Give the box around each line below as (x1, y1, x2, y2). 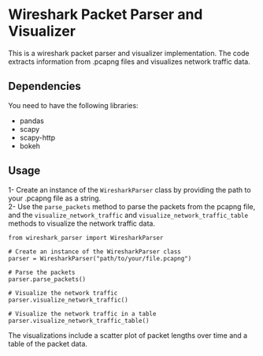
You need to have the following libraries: (8, 100, 139, 110)
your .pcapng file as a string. (8, 193, 102, 203)
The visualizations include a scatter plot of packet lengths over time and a (8, 330, 248, 340)
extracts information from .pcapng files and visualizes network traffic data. (8, 57, 250, 66)
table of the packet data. (8, 339, 88, 348)
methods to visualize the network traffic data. (8, 219, 156, 228)
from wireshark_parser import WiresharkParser (8, 234, 164, 242)
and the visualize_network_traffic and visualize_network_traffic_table (8, 210, 249, 219)
